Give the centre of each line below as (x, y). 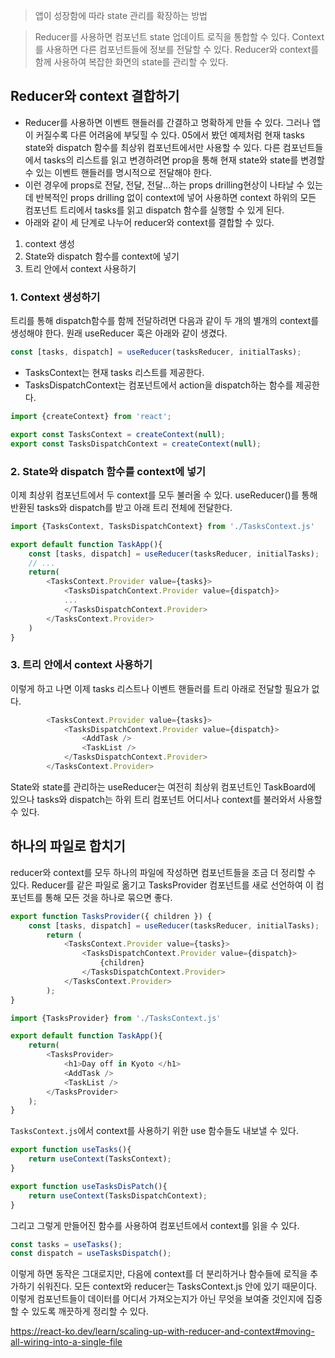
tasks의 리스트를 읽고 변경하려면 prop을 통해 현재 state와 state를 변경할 (184, 160)
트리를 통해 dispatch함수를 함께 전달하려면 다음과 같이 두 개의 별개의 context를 (165, 321)
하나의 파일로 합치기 (68, 846)
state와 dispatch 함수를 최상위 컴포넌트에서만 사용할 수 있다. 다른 (152, 147)
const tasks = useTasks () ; (66, 1244)
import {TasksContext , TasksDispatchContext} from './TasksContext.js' (162, 526)
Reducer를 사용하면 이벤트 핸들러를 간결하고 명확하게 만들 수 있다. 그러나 (167, 122)
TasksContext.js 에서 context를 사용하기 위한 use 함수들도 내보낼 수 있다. (154, 1131)
